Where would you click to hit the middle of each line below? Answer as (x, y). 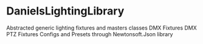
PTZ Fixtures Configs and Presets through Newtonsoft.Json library (90, 34)
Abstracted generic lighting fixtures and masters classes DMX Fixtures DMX (102, 28)
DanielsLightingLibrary (65, 11)
